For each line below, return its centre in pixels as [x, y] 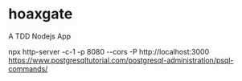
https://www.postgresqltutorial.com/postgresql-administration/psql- [121, 60]
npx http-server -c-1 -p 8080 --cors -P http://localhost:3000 [109, 51]
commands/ [28, 68]
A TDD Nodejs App [39, 36]
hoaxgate [41, 14]
